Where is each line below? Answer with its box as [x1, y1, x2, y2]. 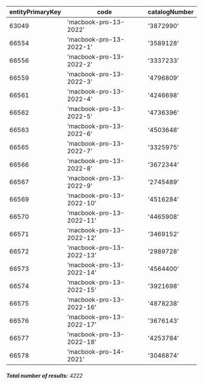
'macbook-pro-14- [66, 348, 125, 355]
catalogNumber [147, 8, 194, 16]
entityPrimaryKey [9, 8, 62, 16]
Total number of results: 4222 [6, 372, 83, 379]
